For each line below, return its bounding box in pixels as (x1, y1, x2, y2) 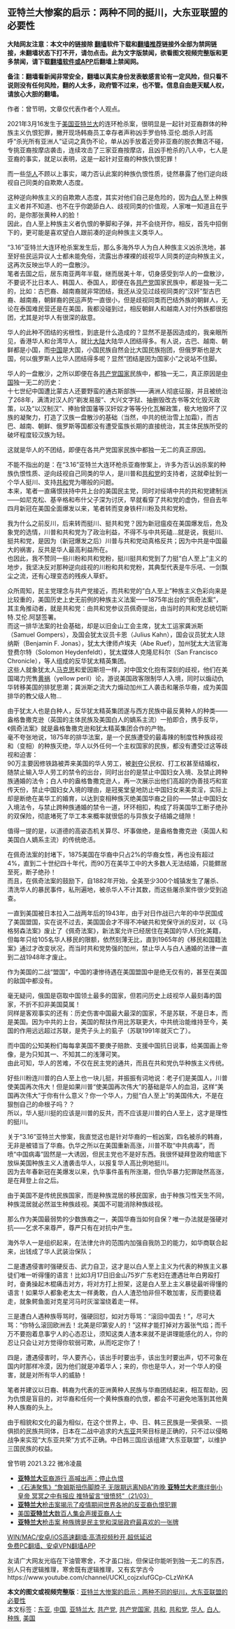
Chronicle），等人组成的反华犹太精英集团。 (7, 656, 131, 664)
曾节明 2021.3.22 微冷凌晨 (7, 1459, 83, 1467)
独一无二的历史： (13, 378, 63, 386)
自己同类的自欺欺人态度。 (13, 178, 87, 186)
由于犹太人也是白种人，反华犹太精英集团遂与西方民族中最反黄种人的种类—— (7, 707, 228, 715)
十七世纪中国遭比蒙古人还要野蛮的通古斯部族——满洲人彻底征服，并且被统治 (7, 386, 228, 395)
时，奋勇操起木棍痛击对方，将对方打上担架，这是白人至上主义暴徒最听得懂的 (7, 1279, 228, 1288)
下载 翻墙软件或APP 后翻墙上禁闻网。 (37, 57, 143, 65)
